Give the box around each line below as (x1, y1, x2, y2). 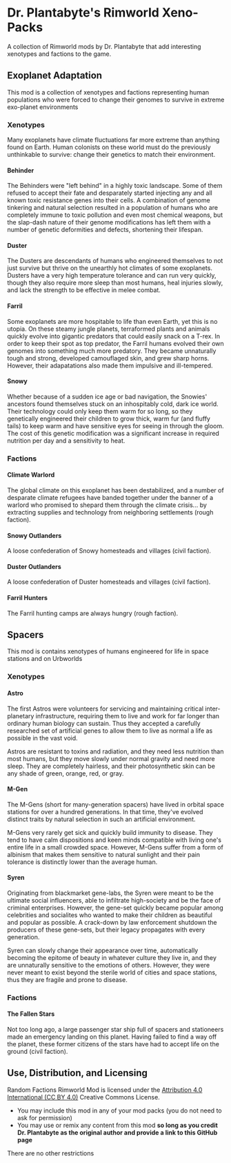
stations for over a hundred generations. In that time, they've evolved (7, 807, 203, 816)
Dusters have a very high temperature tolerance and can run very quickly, (7, 271, 217, 280)
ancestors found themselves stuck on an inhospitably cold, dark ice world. (7, 399, 219, 408)
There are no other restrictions (7, 1148, 94, 1157)
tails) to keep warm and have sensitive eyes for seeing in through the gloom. (7, 421, 224, 430)
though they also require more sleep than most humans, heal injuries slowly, (7, 278, 223, 287)
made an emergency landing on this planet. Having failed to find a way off (7, 1032, 217, 1041)
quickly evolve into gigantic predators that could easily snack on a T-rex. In (7, 331, 221, 340)
